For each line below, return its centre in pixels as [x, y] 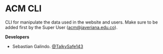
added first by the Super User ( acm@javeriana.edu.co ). [61, 27]
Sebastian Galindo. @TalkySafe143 [48, 46]
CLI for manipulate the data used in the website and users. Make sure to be [81, 22]
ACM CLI [23, 9]
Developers [17, 37]
